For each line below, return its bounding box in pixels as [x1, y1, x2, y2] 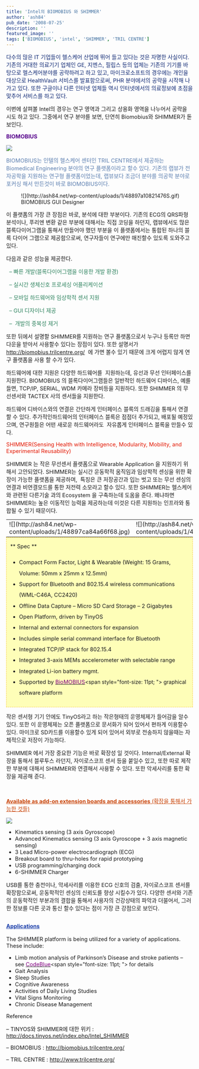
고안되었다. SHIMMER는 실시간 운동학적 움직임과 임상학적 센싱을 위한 [17, 468, 185, 476]
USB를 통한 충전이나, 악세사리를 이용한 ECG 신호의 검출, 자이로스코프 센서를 [6, 882, 191, 889]
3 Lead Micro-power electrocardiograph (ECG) [14, 848, 134, 856]
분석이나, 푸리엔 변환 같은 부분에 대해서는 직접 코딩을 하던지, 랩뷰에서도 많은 [6, 219, 190, 226]
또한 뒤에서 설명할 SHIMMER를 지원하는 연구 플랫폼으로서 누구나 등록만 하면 [6, 333, 191, 340]
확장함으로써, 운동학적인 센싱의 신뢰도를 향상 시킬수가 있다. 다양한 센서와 [6, 889, 182, 897]
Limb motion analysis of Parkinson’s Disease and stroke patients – [14, 954, 184, 962]
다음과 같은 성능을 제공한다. [6, 256, 73, 263]
